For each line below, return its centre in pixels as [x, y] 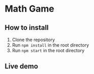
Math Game [30, 9]
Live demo [21, 66]
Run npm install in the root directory [51, 45]
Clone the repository [33, 40]
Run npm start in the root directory [48, 50]
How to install [27, 28]
